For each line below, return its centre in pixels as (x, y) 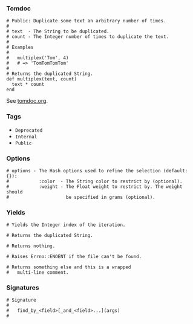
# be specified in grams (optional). (81, 197)
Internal (26, 137)
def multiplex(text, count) (42, 79)
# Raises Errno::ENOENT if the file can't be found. (74, 257)
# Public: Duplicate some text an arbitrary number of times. (86, 21)
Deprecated (29, 130)
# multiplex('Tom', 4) (38, 58)
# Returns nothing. (31, 246)
